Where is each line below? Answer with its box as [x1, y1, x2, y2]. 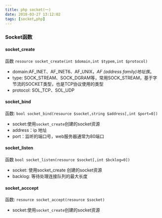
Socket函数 [5, 34, 33, 41]
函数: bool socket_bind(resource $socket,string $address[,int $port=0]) [5, 110, 158, 116]
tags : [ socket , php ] [5, 16, 45, 21]
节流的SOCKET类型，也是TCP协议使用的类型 [12, 81, 104, 87]
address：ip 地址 [12, 127, 47, 133]
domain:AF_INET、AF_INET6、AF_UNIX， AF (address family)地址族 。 [12, 68, 155, 74]
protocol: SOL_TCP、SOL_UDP [12, 87, 75, 93]
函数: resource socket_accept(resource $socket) [5, 197, 105, 203]
